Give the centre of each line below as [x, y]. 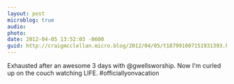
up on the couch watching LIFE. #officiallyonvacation [83, 73]
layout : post [26, 14]
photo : [17, 33]
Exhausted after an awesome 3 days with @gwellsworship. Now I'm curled [114, 66]
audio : [17, 26]
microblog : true [31, 20]
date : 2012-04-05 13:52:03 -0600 [56, 40]
